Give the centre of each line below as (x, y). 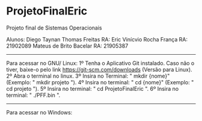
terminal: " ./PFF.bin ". (33, 95)
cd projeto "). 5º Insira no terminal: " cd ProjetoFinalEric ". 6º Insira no (93, 88)
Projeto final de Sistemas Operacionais (54, 28)
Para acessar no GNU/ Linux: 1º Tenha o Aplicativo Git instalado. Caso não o (100, 63)
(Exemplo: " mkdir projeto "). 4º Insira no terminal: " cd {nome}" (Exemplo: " (100, 82)
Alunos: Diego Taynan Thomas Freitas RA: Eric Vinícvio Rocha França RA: (97, 39)
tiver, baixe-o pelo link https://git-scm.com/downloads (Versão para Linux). (99, 69)
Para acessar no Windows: (39, 112)
